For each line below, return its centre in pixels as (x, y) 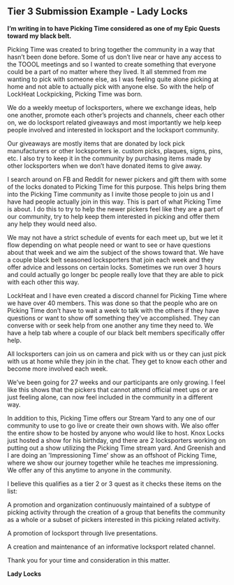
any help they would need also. (52, 224)
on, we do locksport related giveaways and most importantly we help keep (115, 122)
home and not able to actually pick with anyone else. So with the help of (111, 86)
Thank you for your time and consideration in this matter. (89, 560)
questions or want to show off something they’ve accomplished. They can (114, 318)
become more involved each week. (58, 368)
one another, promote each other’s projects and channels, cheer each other (116, 115)
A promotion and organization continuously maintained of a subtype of (109, 505)
